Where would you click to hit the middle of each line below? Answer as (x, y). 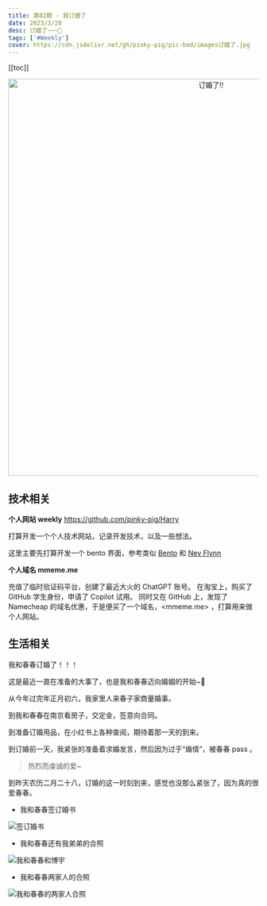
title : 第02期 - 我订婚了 (48, 15)
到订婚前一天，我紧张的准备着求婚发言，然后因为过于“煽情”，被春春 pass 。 (132, 749)
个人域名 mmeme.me (43, 569)
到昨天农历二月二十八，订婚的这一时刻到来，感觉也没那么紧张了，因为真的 (130, 782)
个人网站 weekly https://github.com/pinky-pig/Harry (94, 519)
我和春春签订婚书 (48, 809)
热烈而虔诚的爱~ (54, 765)
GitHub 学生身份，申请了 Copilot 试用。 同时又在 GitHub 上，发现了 (118, 596)
